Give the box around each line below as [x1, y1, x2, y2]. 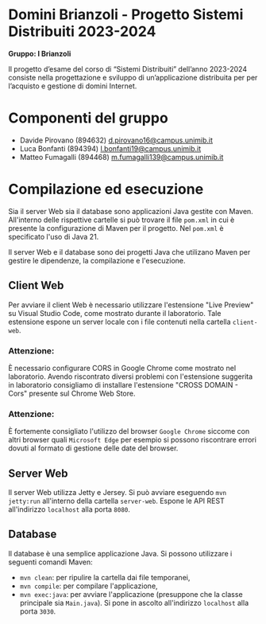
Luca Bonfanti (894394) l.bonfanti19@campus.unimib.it [19, 143, 202, 153]
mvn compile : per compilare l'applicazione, [19, 581, 158, 591]
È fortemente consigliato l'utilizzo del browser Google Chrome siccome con [8, 427, 250, 436]
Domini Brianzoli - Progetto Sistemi [8, 6, 244, 24]
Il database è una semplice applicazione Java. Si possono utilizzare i [8, 548, 233, 558]
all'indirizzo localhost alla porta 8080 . [8, 505, 131, 514]
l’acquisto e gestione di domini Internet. [8, 81, 137, 91]
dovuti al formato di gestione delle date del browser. [8, 443, 179, 453]
